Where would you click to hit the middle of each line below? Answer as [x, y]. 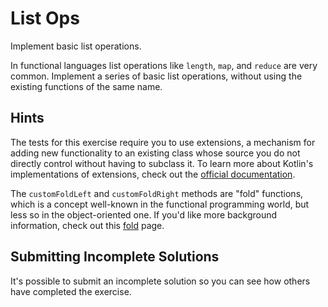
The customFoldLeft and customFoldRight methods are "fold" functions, [157, 193]
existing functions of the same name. [86, 86]
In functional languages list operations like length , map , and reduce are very [164, 65]
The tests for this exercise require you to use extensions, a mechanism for [163, 142]
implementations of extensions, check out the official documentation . [153, 174]
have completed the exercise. [71, 291]
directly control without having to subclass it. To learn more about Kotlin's [162, 163]
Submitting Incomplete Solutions [115, 257]
